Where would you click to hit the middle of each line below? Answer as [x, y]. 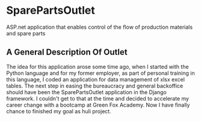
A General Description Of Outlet [67, 52]
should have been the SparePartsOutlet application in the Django [86, 92]
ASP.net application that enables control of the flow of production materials [100, 27]
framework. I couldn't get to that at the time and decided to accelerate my [98, 98]
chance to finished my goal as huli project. [59, 111]
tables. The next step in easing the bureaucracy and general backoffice [95, 86]
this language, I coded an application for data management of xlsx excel [96, 79]
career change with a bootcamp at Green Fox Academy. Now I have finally [98, 105]
